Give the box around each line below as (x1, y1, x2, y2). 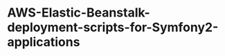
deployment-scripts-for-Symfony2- (7, 19, 219, 35)
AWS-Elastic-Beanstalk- (7, 5, 150, 21)
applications (7, 35, 80, 50)
